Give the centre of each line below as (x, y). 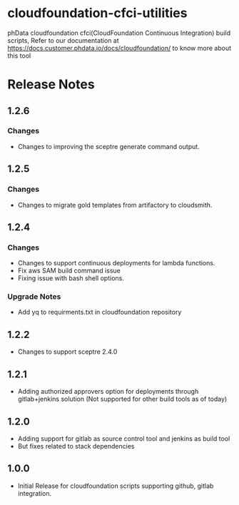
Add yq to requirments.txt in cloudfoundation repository (100, 312)
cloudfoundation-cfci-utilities (97, 13)
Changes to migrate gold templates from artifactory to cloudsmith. (115, 205)
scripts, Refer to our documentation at (63, 40)
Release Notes (51, 85)
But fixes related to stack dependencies (76, 446)
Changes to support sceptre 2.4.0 (67, 352)
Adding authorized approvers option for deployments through (108, 392)
